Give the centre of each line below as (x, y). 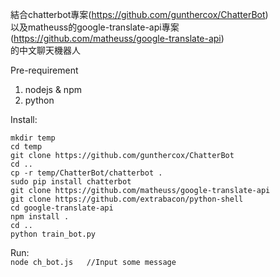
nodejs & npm (53, 89)
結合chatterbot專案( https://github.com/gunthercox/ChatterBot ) (139, 14)
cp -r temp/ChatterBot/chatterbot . (86, 173)
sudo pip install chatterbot (71, 182)
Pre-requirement (44, 70)
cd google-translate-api (62, 208)
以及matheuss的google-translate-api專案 (95, 27)
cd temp (26, 147)
